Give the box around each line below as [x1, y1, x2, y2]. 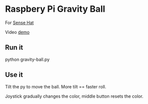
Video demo [5, 29, 30, 35]
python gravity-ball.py [5, 56, 50, 62]
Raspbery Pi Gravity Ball [5, 3, 105, 15]
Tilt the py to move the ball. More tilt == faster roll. [5, 83, 106, 89]
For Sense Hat [5, 20, 34, 26]
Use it [5, 71, 23, 79]
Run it [5, 43, 24, 52]
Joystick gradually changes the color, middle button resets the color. [5, 93, 144, 99]
